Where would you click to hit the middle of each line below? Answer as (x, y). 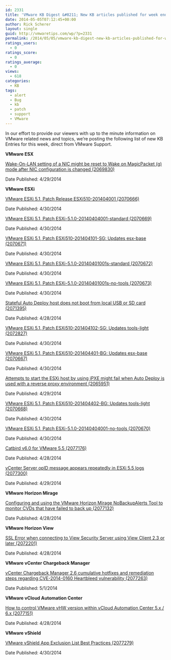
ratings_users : (21, 43)
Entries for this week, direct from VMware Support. (59, 144)
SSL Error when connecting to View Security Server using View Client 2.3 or (85, 538)
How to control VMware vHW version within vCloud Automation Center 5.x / (85, 608)
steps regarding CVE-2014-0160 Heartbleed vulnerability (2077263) (77, 578)
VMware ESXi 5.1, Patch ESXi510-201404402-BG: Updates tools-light (78, 403)
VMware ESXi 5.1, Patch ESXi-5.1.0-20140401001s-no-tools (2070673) (78, 283)
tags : (11, 90)
